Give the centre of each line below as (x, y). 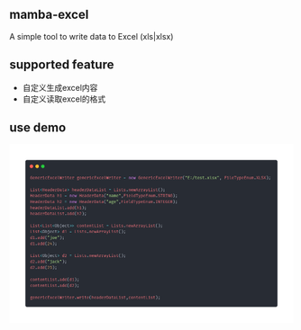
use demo (38, 128)
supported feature (62, 65)
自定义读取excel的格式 (64, 99)
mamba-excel (49, 15)
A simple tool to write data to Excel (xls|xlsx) (91, 36)
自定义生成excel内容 (60, 87)
